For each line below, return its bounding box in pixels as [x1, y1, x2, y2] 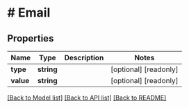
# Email [7, 5, 51, 21]
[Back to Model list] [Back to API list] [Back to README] [7, 93, 167, 102]
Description [64, 53, 104, 62]
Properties [7, 33, 54, 44]
